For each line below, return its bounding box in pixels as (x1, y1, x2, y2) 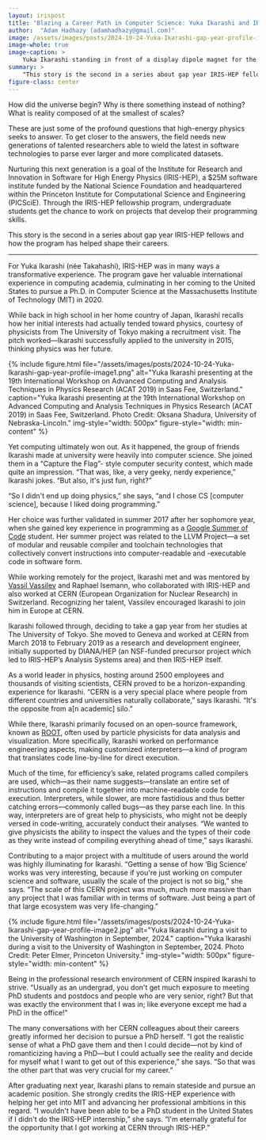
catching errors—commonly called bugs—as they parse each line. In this (8, 802, 245, 811)
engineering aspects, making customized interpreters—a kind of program (8, 744, 248, 753)
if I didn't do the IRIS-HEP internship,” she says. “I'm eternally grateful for (8, 1114, 247, 1123)
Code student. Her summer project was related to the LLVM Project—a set (8, 532, 251, 541)
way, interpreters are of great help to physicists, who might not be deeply (8, 810, 248, 820)
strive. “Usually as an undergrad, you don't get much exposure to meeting (8, 982, 249, 992)
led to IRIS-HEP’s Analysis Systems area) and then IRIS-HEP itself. (8, 654, 223, 664)
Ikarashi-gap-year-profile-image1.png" (8, 368, 135, 377)
